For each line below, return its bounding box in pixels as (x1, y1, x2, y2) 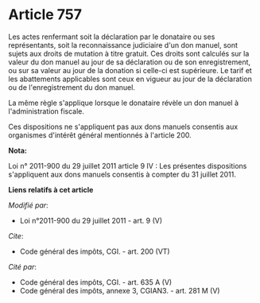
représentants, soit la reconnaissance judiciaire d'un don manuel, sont (8, 40, 239, 49)
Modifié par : (8, 200, 49, 210)
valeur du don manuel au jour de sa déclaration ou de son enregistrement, (8, 57, 251, 67)
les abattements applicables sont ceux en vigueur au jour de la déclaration (8, 74, 252, 84)
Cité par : (8, 262, 37, 271)
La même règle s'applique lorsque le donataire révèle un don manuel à (8, 98, 239, 107)
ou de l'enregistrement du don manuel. (8, 82, 135, 92)
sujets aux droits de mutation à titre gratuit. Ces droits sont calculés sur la (8, 49, 250, 58)
